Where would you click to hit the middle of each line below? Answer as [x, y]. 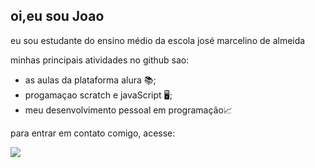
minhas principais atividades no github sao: [100, 60]
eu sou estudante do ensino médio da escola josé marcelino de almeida [158, 40]
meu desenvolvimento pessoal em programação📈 [128, 110]
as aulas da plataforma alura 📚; [90, 80]
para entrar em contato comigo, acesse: [93, 133]
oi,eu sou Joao [57, 16]
